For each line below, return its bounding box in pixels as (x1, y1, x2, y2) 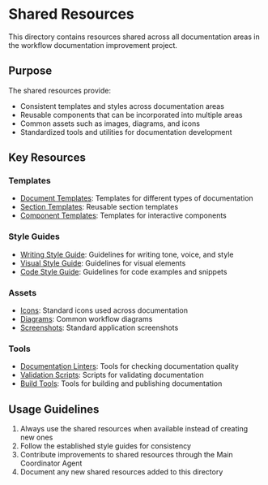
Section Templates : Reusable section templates (19, 202, 179, 212)
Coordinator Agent (19, 458, 83, 468)
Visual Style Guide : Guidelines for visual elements (19, 258, 186, 268)
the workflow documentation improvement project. (8, 40, 178, 50)
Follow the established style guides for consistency (19, 441, 192, 451)
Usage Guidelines (8, 402, 100, 416)
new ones (19, 432, 53, 443)
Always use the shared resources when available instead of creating (19, 424, 249, 434)
